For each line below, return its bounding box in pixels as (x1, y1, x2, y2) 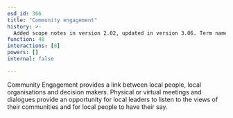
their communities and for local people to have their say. (7, 102, 168, 111)
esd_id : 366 (7, 10, 42, 17)
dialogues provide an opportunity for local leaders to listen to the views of (7, 95, 218, 103)
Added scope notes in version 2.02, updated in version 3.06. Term (13, 29, 213, 37)
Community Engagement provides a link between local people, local (7, 81, 202, 89)
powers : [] (7, 49, 39, 56)
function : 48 (7, 36, 45, 43)
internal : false (7, 56, 54, 62)
